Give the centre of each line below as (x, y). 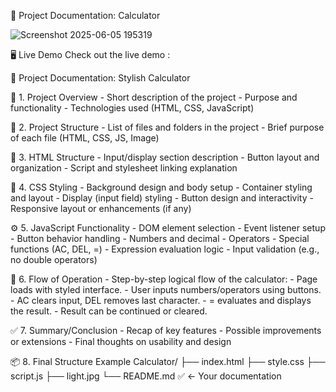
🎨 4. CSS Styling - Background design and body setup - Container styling (161, 187)
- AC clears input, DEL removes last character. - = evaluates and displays (161, 300)
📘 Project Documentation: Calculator (85, 15)
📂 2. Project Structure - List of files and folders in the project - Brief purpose (167, 127)
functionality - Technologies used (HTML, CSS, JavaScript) (132, 108)
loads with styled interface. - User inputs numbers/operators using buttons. (166, 289)
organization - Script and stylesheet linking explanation (124, 168)
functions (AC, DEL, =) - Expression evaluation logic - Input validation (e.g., (165, 249)
